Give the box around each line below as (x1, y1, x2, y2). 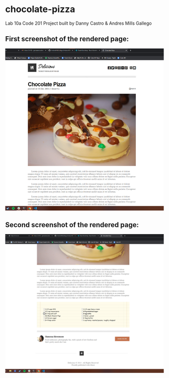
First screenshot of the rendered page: (5, 35, 129, 43)
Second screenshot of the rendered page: (5, 220, 139, 229)
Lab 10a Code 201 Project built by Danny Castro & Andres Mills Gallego (5, 20, 152, 26)
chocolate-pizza (5, 4, 75, 15)
